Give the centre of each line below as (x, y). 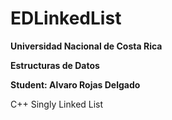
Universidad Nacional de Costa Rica (86, 46)
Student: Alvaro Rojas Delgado (75, 84)
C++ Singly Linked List (57, 104)
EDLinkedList (66, 18)
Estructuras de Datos (55, 65)
